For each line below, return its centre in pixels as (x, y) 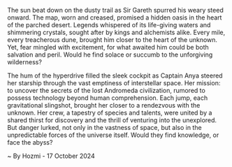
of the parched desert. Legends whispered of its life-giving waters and (109, 25)
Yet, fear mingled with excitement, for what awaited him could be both (108, 47)
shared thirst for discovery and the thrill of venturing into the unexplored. (112, 120)
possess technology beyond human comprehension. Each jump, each (108, 98)
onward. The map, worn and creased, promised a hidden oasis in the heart (115, 17)
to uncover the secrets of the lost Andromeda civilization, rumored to (107, 90)
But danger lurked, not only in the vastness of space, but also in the (104, 128)
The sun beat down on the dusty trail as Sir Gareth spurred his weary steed (115, 10)
